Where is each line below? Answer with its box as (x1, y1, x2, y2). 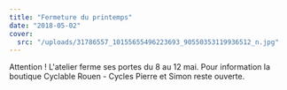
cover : (9, 29, 34, 38)
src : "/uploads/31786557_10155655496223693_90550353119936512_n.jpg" (17, 37, 279, 47)
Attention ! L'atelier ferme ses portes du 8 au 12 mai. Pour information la (9, 62, 271, 72)
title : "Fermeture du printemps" (9, 12, 133, 22)
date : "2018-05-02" (9, 21, 81, 30)
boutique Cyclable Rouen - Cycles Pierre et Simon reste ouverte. (9, 71, 245, 82)
